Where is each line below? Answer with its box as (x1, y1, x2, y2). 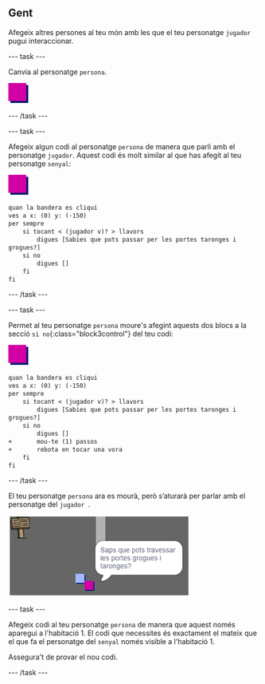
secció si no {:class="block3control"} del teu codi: (8, 329, 173, 338)
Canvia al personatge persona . (8, 67, 107, 77)
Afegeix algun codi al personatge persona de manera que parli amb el (8, 141, 236, 151)
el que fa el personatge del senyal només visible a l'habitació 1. (8, 636, 215, 646)
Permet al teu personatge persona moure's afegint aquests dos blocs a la (8, 320, 247, 330)
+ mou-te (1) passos (8, 437, 98, 445)
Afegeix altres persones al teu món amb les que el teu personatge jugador (8, 27, 251, 37)
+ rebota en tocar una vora (8, 445, 123, 453)
